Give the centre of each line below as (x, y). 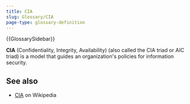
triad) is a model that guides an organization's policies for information (90, 57)
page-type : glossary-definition (45, 22)
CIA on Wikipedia (35, 95)
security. (17, 63)
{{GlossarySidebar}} (31, 39)
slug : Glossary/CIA (30, 17)
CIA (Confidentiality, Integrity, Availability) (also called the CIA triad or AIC (95, 50)
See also (22, 81)
